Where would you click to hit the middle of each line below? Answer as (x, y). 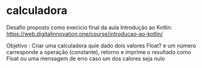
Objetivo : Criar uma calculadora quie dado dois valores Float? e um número (101, 46)
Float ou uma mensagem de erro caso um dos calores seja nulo (86, 58)
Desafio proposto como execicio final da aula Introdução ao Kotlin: (89, 27)
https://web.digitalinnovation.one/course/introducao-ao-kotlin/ (85, 33)
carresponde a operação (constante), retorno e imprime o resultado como (99, 52)
